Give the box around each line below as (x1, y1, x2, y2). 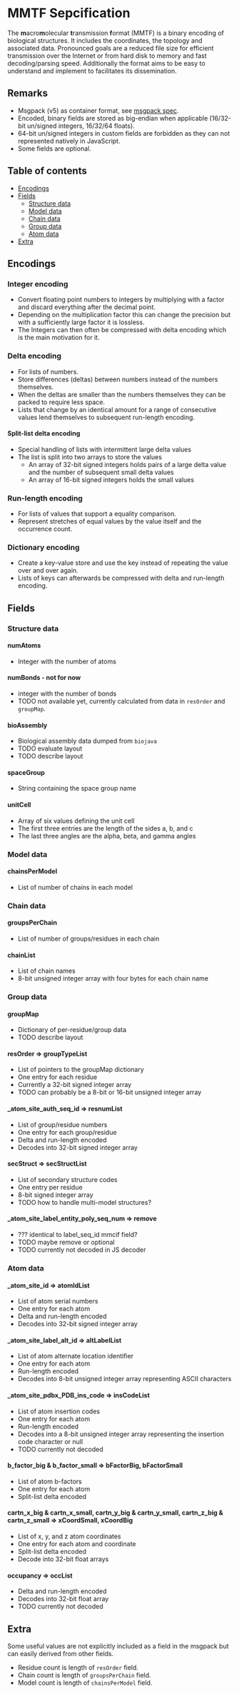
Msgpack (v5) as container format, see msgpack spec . (17, 106, 179, 115)
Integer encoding (7, 279, 68, 289)
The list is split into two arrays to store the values (17, 452, 163, 461)
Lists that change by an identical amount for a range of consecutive (17, 405, 217, 414)
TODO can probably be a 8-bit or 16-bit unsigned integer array (17, 1088, 202, 1097)
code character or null (17, 1437, 83, 1445)
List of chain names (17, 966, 76, 976)
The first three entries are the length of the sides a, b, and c (17, 823, 193, 833)
